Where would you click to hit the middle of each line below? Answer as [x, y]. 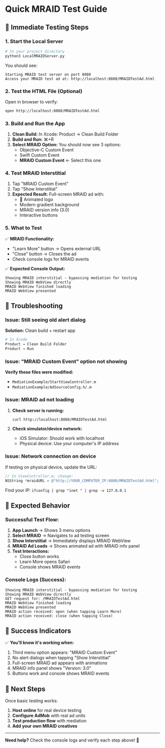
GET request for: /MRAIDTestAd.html [42, 599]
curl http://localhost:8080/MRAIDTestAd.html [59, 420]
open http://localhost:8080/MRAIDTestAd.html [52, 111]
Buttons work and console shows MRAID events [61, 674]
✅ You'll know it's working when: [40, 643]
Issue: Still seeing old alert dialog [45, 320]
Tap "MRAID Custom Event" [40, 184]
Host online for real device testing [47, 711]
